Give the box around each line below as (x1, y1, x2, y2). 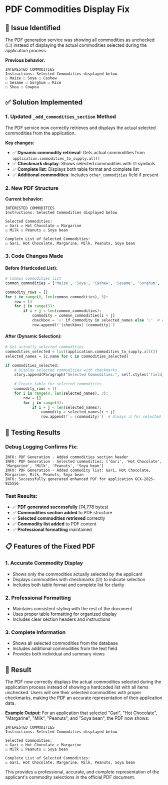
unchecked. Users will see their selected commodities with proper (5, 690, 141, 696)
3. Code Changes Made (5, 252, 63, 259)
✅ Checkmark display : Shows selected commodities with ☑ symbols (12, 160, 155, 166)
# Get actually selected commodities (5, 345, 84, 350)
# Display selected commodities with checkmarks (14, 368, 117, 373)
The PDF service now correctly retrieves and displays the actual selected (5, 125, 156, 131)
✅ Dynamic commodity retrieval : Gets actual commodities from (12, 149, 145, 155)
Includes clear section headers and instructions (12, 616, 111, 622)
